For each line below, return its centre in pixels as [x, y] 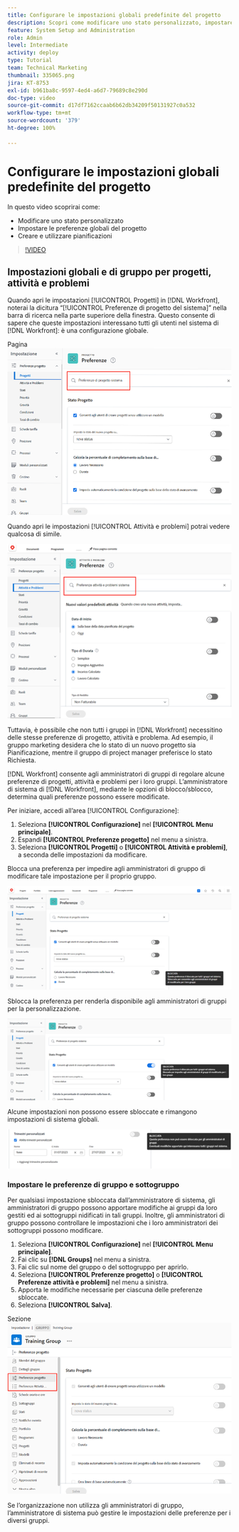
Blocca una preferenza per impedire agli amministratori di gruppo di [107, 869]
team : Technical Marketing [47, 68]
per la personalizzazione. [44, 1009]
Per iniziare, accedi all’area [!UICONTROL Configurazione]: [93, 811]
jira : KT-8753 [28, 83]
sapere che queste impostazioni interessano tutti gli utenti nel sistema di [113, 323]
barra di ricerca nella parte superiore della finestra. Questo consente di [111, 316]
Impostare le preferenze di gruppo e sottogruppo [94, 1184]
